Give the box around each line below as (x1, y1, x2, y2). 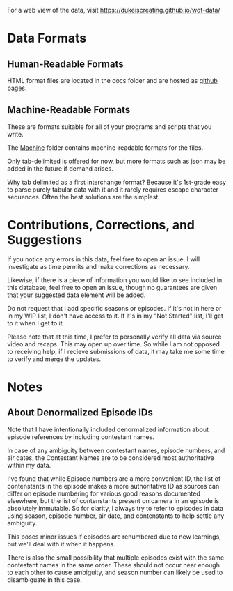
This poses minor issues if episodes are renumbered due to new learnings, (7, 532, 221, 541)
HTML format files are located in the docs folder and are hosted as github (7, 77, 218, 84)
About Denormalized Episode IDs (7, 407, 153, 419)
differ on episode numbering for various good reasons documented (7, 489, 200, 498)
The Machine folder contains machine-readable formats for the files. (7, 143, 204, 152)
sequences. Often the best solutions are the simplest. (7, 192, 160, 201)
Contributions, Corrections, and (7, 217, 195, 233)
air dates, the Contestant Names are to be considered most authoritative (7, 453, 214, 462)
